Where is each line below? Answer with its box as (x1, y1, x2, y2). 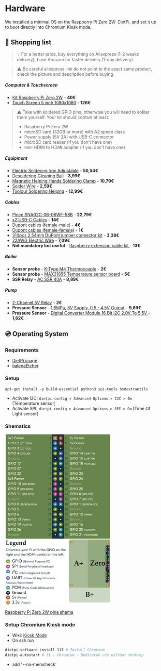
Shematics (5, 423, 31, 430)
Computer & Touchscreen (5, 82, 58, 88)
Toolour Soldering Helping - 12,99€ (12, 188, 83, 194)
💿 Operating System (5, 330, 69, 338)
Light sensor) (12, 411, 39, 417)
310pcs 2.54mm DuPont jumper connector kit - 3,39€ (12, 232, 119, 238)
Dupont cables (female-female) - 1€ (12, 227, 84, 233)
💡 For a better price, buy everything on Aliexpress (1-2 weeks (16, 51, 139, 57)
